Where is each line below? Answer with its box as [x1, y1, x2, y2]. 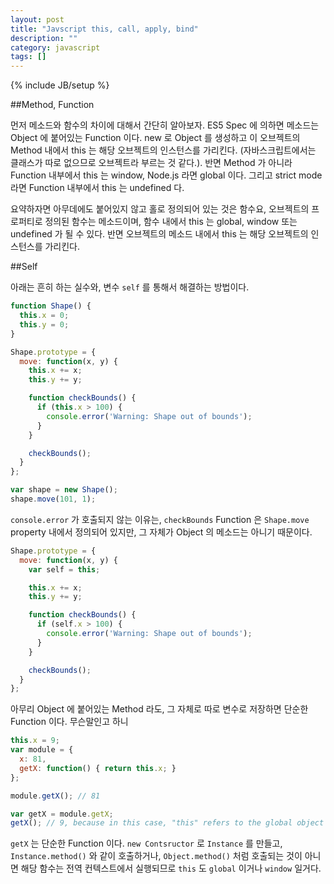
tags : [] [10, 52, 47, 62]
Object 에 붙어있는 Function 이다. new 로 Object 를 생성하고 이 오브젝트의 [10, 132, 301, 144]
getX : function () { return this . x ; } [19, 763, 177, 773]
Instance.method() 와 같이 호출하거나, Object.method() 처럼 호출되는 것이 [10, 850, 303, 862]
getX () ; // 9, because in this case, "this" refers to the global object [10, 818, 325, 828]
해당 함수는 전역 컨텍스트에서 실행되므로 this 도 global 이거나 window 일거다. [20, 862, 322, 875]
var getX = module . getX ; [10, 809, 114, 819]
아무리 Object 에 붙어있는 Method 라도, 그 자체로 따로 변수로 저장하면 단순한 [10, 703, 309, 715]
